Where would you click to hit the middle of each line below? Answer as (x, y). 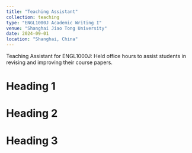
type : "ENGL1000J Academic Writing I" (54, 23)
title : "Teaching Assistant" (42, 12)
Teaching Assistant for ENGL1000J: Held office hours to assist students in (96, 56)
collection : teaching (33, 17)
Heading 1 (31, 86)
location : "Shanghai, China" (42, 39)
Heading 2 (32, 114)
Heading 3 (32, 141)
